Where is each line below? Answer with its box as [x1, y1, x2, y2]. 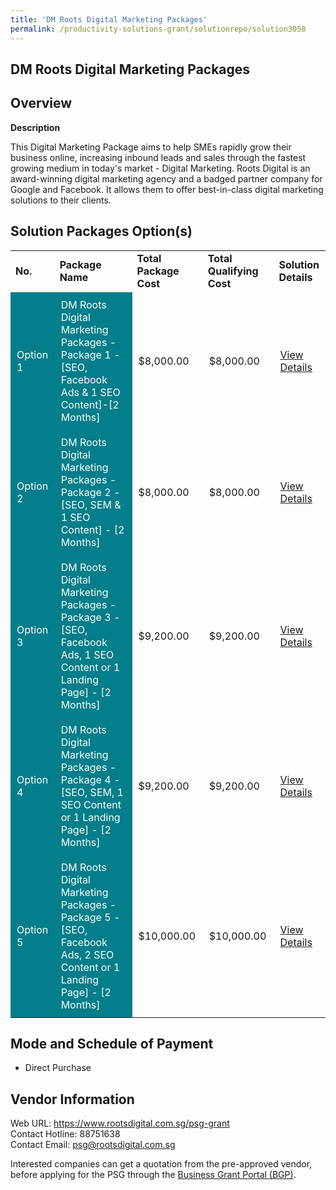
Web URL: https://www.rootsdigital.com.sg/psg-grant [10, 1117, 230, 1130]
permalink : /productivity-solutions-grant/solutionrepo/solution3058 [10, 24, 307, 34]
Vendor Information [10, 1091, 135, 1108]
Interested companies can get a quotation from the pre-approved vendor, [10, 1158, 313, 1170]
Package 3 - [60, 610, 121, 624]
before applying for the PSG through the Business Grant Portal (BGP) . [10, 1169, 297, 1181]
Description [10, 121, 61, 133]
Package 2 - [60, 485, 121, 499]
